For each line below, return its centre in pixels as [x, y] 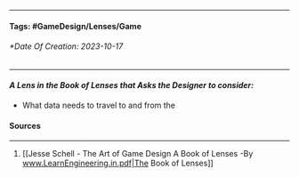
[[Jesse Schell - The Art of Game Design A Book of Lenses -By [137, 154]
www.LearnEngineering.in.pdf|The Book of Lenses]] [117, 163]
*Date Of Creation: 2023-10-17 [66, 46]
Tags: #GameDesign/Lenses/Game [76, 26]
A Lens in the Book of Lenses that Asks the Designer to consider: [132, 85]
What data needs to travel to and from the [99, 105]
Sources [25, 125]
